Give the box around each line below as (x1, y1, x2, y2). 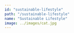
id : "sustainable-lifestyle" (4, 7, 63, 12)
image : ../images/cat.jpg (4, 20, 57, 26)
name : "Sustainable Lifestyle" (4, 16, 68, 21)
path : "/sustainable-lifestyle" (4, 12, 70, 16)
